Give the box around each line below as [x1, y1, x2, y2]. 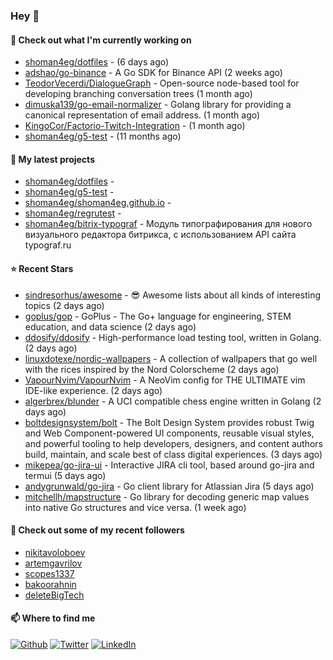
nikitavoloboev [24, 546, 86, 558]
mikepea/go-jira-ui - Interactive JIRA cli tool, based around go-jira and [24, 459, 315, 471]
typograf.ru [24, 239, 72, 251]
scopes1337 [24, 567, 75, 579]
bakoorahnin [24, 578, 77, 590]
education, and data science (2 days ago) [24, 320, 197, 333]
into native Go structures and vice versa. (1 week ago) [24, 501, 247, 513]
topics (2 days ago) [24, 299, 105, 311]
